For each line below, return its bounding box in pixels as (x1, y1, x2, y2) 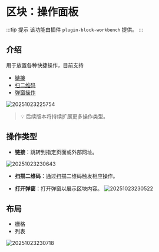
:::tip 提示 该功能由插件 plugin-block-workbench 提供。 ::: (6, 26, 143, 33)
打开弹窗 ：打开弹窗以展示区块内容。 (14, 185, 103, 192)
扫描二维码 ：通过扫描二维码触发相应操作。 (14, 172, 118, 180)
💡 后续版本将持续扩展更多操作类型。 (20, 112, 109, 120)
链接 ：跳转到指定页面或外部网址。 (14, 148, 98, 155)
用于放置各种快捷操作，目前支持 (6, 61, 84, 68)
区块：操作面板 (6, 5, 79, 19)
